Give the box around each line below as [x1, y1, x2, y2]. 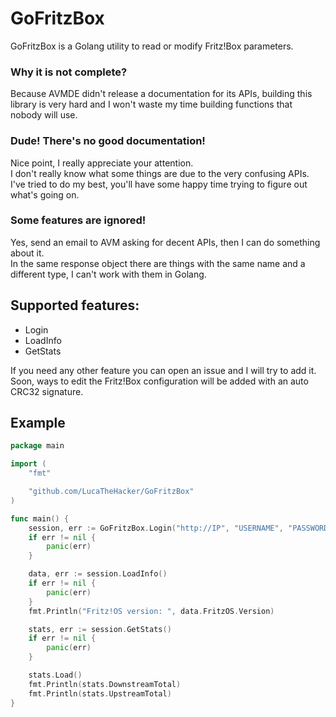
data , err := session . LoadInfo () [28, 569, 168, 579]
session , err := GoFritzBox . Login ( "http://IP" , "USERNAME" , [28, 523, 284, 533]
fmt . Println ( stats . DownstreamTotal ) [28, 679, 182, 689]
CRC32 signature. [10, 385, 84, 397]
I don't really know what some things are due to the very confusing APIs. [10, 167, 310, 179]
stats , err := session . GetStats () [28, 624, 172, 634]
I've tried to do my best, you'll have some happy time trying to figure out [10, 178, 308, 190]
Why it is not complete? [10, 65, 128, 79]
